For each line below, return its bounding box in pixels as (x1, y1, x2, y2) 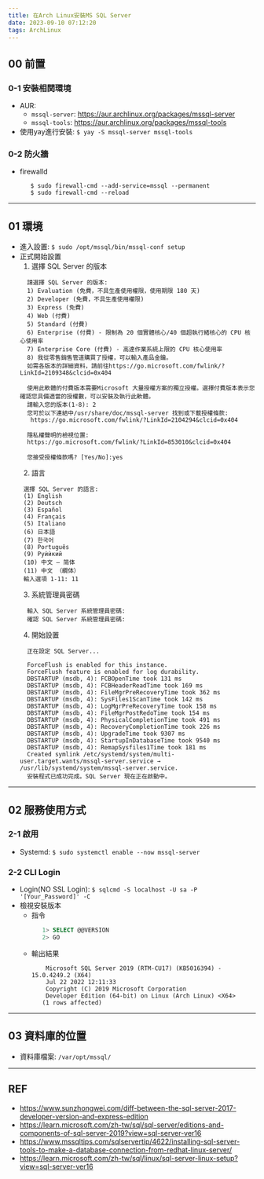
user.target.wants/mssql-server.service (19, 757, 154, 766)
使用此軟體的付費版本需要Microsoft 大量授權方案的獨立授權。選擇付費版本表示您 (27, 384, 255, 393)
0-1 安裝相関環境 (8, 82, 71, 93)
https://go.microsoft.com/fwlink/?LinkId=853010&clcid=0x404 (27, 438, 232, 446)
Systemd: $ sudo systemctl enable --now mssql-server (19, 847, 200, 856)
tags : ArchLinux (8, 26, 61, 34)
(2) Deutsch (23, 500, 63, 507)
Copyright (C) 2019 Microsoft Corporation (46, 985, 187, 993)
